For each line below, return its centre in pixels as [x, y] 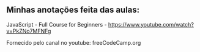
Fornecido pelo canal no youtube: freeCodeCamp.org [74, 42]
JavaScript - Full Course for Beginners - [57, 24]
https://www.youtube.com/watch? [151, 24]
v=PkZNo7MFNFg [29, 31]
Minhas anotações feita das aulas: [73, 10]
